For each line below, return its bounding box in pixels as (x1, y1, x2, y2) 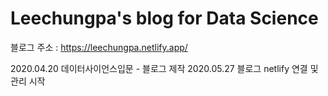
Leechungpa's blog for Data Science (10, 7, 319, 30)
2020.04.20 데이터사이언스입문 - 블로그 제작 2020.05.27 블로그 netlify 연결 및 (10, 62, 319, 74)
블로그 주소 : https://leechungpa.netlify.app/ (10, 41, 188, 53)
